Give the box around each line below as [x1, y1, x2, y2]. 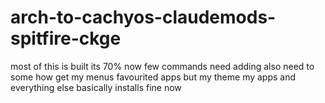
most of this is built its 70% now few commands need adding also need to [10, 60, 315, 72]
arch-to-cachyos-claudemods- [10, 6, 277, 29]
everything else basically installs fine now [10, 81, 182, 93]
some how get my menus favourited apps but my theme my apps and [10, 71, 297, 83]
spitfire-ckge [10, 27, 122, 50]
